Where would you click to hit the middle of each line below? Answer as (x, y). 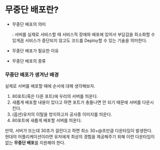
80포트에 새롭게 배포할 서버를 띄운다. (47, 121)
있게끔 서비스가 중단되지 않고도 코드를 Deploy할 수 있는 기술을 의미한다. (80, 40)
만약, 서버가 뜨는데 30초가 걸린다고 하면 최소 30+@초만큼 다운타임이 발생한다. (79, 131)
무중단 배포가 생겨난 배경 (32, 74)
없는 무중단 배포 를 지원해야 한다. (35, 143)
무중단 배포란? (32, 10)
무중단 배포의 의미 (29, 24)
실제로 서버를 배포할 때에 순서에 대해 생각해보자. (50, 86)
